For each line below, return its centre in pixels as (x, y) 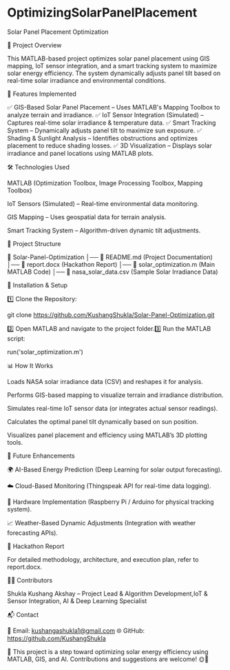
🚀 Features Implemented (42, 94)
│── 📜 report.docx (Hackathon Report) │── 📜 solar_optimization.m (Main (111, 264)
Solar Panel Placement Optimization (58, 32)
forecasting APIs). (33, 533)
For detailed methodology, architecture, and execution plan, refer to (103, 559)
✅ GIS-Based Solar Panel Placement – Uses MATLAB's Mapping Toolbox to (114, 107)
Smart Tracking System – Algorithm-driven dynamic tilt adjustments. (104, 230)
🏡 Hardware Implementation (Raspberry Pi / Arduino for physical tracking (111, 502)
